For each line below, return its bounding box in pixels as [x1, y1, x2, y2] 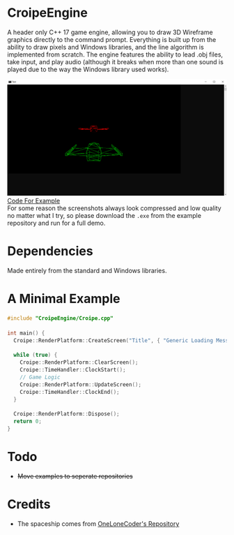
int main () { [7, 330, 45, 337]
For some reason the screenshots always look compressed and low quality [7, 204, 221, 212]
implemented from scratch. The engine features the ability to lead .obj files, [7, 50, 224, 59]
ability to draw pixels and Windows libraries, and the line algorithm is [7, 43, 204, 51]
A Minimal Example [7, 291, 120, 307]
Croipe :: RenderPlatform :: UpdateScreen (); [19, 381, 141, 388]
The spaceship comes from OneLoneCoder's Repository [17, 519, 180, 528]
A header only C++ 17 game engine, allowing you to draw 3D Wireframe [7, 28, 214, 36]
